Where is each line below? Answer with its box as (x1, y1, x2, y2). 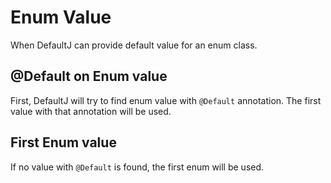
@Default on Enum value (10, 68, 168, 85)
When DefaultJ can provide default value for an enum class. (10, 39, 258, 51)
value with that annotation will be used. (10, 105, 172, 117)
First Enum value (10, 134, 117, 151)
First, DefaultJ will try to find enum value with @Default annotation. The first (10, 94, 322, 106)
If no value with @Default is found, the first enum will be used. (10, 161, 265, 173)
